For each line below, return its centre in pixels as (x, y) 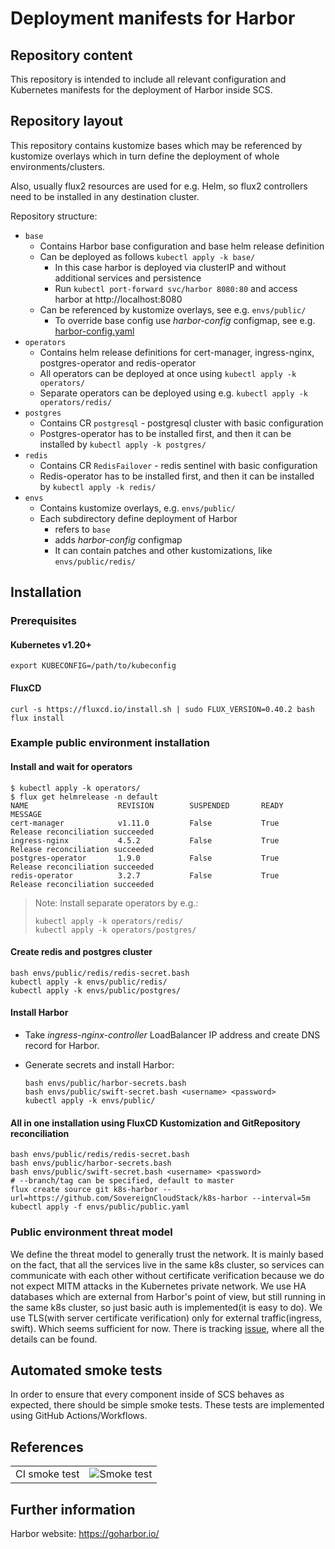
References (47, 1447)
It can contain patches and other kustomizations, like (163, 550)
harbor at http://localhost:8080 (118, 299)
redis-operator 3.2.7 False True (145, 875)
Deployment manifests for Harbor (153, 18)
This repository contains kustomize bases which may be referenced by (156, 145)
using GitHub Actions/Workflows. (79, 1416)
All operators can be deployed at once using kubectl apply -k (168, 373)
